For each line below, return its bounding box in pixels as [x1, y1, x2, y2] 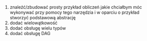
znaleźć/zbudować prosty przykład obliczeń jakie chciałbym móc [9, 4, 142, 10]
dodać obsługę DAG [9, 31, 51, 36]
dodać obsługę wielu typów [9, 25, 66, 31]
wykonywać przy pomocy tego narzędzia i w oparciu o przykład [9, 9, 140, 15]
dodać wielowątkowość [9, 20, 58, 26]
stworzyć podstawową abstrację [9, 15, 76, 20]
